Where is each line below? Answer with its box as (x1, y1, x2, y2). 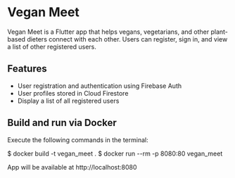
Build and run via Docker (7, 117, 118, 129)
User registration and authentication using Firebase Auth (17, 82, 182, 90)
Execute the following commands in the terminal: (7, 135, 149, 144)
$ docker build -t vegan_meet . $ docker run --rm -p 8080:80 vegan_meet (7, 149, 223, 158)
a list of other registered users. (7, 42, 97, 51)
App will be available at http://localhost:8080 (7, 163, 137, 171)
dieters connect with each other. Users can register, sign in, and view (27, 34, 228, 43)
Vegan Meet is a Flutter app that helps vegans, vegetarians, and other (7, 27, 210, 36)
